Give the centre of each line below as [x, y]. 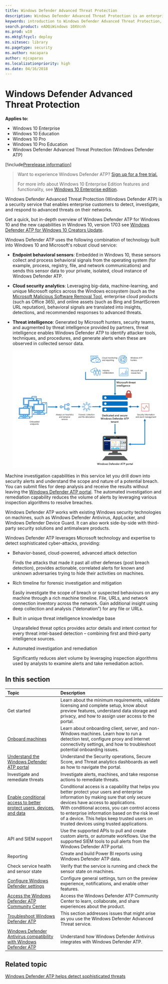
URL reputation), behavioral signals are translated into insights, [77, 307]
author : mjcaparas [24, 58]
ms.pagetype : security [29, 48]
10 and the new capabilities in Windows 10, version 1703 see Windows [77, 225]
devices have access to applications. [98, 802]
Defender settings [26, 886]
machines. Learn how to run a [111, 733]
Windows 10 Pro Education [40, 144]
